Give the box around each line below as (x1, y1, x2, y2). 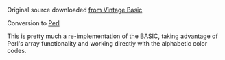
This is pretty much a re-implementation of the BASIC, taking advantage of (7, 32, 218, 40)
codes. (7, 47, 27, 55)
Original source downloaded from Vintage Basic (7, 6, 143, 14)
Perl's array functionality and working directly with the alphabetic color (7, 40, 208, 47)
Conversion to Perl (7, 19, 60, 27)
